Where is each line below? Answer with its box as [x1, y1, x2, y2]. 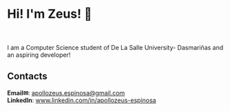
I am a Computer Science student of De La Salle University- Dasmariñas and [7, 43, 224, 51]
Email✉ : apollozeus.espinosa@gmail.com [7, 88, 125, 97]
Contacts [7, 71, 48, 82]
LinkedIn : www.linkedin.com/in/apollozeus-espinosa [7, 96, 156, 104]
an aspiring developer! [7, 51, 71, 59]
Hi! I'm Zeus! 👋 [7, 6, 92, 22]
